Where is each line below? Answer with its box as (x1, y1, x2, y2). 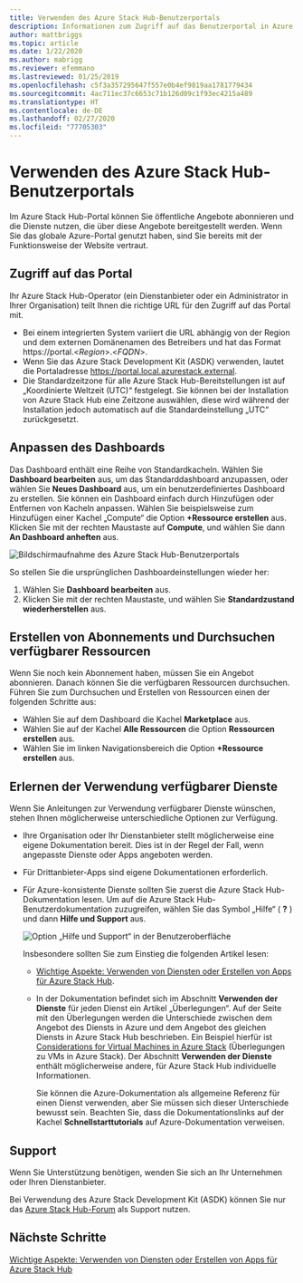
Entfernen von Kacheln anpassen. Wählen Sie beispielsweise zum (9, 502, 254, 513)
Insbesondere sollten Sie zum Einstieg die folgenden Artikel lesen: (22, 949, 270, 960)
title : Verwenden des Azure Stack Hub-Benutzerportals (9, 13, 221, 23)
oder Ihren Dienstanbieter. (9, 1177, 107, 1187)
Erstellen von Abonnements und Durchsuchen (9, 629, 276, 644)
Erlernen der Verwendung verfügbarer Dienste (9, 778, 279, 794)
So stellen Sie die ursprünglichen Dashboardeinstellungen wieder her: (9, 566, 270, 577)
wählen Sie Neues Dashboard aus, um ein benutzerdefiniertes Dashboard (9, 483, 285, 494)
